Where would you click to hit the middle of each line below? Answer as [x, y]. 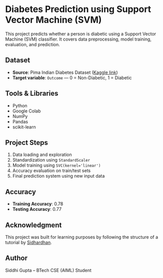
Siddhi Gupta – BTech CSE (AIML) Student [48, 270]
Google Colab [26, 111]
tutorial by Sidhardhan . [28, 242]
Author [16, 258]
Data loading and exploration [42, 155]
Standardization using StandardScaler [51, 160]
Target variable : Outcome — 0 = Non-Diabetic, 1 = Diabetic [72, 78]
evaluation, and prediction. [32, 44]
